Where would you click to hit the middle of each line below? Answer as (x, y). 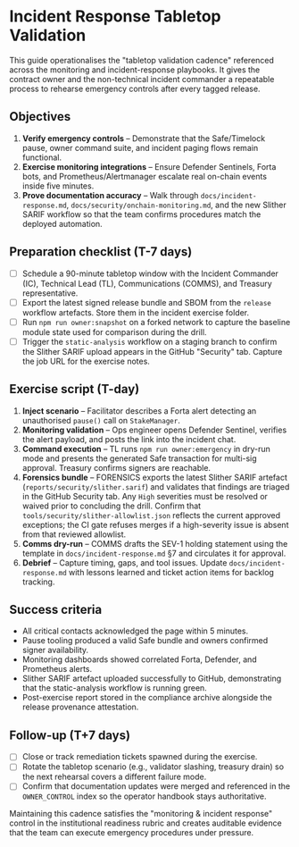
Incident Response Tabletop (115, 17)
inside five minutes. (58, 186)
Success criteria (56, 610)
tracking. (38, 582)
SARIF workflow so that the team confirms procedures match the (141, 214)
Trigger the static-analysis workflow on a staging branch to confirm (149, 341)
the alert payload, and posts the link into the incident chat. (129, 439)
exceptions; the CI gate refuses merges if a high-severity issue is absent (155, 524)
